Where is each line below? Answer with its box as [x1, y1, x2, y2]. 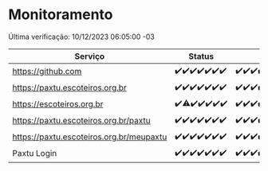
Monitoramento [8, 6, 113, 24]
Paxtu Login [12, 148, 57, 159]
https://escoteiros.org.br [12, 99, 104, 110]
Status [188, 50, 214, 61]
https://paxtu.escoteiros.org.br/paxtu [12, 115, 152, 126]
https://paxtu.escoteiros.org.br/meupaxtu [12, 131, 167, 142]
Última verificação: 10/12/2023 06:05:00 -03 [8, 32, 156, 41]
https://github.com [12, 66, 82, 77]
